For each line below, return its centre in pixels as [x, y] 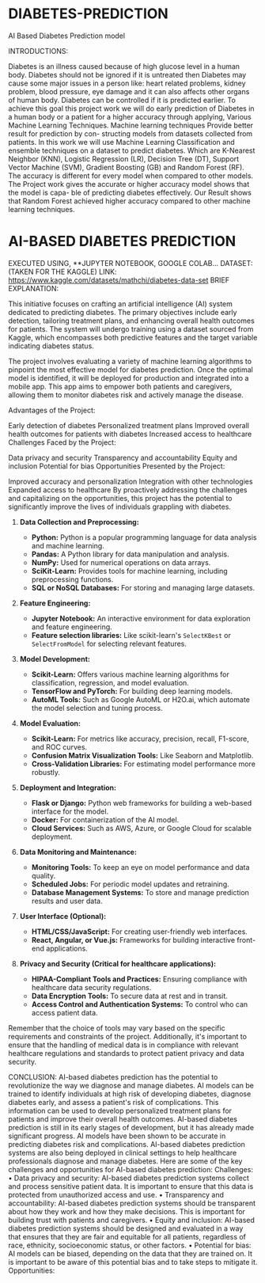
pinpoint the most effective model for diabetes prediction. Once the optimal [131, 370]
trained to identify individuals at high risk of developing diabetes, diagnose [130, 1094]
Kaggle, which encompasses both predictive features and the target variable [133, 337]
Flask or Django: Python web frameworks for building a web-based [141, 803]
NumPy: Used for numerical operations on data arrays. [121, 562]
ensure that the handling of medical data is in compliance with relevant [123, 1045]
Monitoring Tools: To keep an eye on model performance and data [140, 867]
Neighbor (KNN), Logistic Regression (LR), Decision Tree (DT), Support [124, 158]
